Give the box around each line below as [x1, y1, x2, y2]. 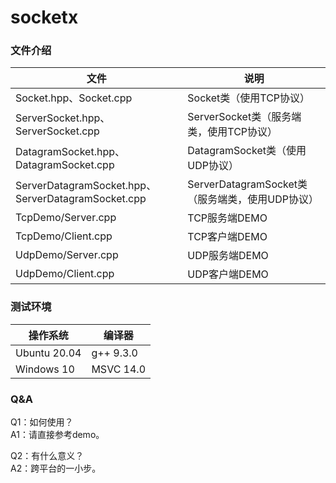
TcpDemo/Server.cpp [15, 211, 117, 225]
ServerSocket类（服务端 [187, 110, 302, 124]
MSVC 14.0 [91, 362, 147, 376]
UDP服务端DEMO [187, 249, 269, 263]
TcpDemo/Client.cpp [15, 229, 113, 243]
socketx [10, 6, 79, 29]
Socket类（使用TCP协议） [187, 91, 311, 105]
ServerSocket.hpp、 [15, 111, 111, 125]
